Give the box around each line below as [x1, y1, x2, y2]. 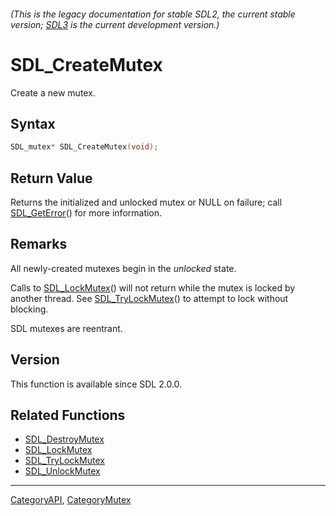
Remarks [10, 236, 68, 253]
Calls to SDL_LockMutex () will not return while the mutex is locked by [10, 281, 296, 294]
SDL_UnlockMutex [24, 465, 101, 477]
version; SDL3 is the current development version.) [10, 18, 220, 30]
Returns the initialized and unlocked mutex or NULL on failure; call [10, 196, 283, 209]
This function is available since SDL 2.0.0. [10, 378, 183, 390]
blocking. [10, 303, 49, 315]
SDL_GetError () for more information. [10, 207, 163, 219]
